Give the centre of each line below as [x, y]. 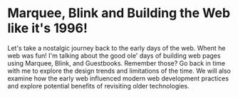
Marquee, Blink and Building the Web [119, 13]
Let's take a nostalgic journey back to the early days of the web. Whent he [117, 48]
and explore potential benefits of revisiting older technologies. [99, 86]
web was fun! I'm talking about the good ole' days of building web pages [114, 56]
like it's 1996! [47, 28]
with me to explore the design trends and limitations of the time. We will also [119, 71]
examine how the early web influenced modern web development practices [118, 78]
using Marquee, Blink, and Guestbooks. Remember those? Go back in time [117, 63]
